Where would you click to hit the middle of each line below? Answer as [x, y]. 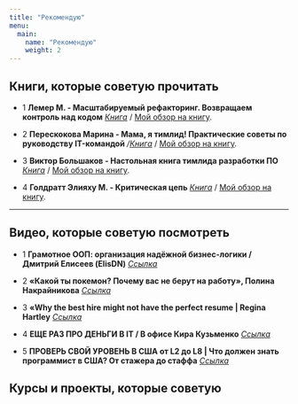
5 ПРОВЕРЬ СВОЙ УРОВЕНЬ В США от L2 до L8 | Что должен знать [150, 351]
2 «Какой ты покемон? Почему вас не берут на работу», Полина [148, 281]
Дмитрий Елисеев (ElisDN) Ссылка [90, 263]
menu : [19, 26]
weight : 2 [43, 50]
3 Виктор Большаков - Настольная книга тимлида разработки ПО [150, 160]
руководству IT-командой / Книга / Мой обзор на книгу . [129, 144]
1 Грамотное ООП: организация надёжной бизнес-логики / [137, 254]
